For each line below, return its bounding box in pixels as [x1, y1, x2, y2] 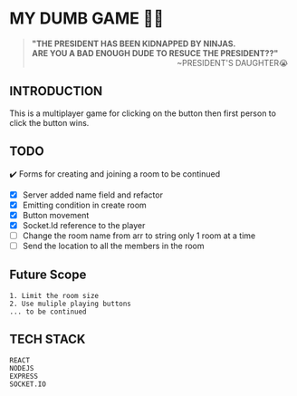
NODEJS [9, 363, 34, 372]
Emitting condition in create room [22, 199, 147, 210]
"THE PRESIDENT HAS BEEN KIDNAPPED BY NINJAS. [31, 38, 236, 49]
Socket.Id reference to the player [22, 219, 146, 230]
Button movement [22, 209, 90, 220]
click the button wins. [9, 117, 90, 128]
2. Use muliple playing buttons [9, 299, 131, 308]
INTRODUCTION [9, 83, 103, 99]
